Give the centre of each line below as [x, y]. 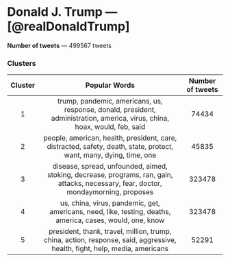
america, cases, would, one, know [110, 220]
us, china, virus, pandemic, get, [110, 203]
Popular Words [110, 85]
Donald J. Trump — [62, 12]
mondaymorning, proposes [110, 192]
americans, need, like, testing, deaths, [110, 212]
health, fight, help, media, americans [110, 249]
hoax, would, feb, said [110, 127]
